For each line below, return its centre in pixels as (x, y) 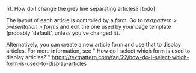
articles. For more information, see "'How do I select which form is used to (98, 51)
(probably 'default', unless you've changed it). (63, 33)
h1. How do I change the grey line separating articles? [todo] (81, 9)
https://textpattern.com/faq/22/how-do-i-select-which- (120, 57)
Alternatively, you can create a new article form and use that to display (94, 45)
